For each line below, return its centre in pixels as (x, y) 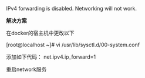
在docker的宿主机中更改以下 (40, 33)
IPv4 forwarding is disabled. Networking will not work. (71, 9)
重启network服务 (26, 69)
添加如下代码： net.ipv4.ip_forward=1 (51, 57)
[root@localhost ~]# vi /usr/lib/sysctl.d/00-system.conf (73, 45)
